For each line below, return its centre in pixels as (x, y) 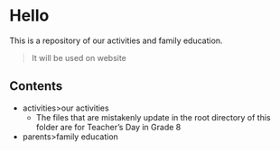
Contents (36, 86)
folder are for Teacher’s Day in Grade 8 (108, 127)
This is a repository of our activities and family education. (116, 40)
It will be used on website (79, 58)
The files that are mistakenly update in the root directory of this (153, 117)
